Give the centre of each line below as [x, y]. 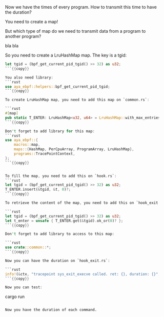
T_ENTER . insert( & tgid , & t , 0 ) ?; [38, 190]
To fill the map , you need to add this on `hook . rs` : [61, 176]
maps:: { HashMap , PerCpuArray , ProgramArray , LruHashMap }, [74, 149]
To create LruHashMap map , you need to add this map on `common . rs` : [77, 100]
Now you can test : [24, 287]
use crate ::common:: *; [28, 248]
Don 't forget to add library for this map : [50, 131]
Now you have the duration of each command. [51, 310]
